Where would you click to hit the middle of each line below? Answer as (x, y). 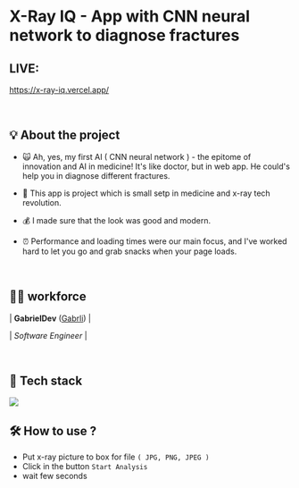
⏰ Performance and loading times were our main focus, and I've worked (154, 241)
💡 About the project (65, 135)
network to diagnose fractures (125, 35)
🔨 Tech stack (46, 381)
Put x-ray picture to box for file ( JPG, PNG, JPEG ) (116, 457)
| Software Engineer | (48, 335)
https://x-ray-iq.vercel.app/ (59, 90)
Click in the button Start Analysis (85, 467)
